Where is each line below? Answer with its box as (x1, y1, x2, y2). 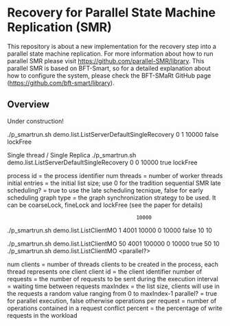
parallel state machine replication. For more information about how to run (7, 50, 214, 58)
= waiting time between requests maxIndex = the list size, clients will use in (7, 282, 220, 290)
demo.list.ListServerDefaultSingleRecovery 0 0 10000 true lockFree (7, 158, 198, 166)
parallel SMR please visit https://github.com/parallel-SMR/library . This (7, 56, 205, 65)
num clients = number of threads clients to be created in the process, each (7, 260, 218, 268)
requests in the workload (7, 311, 78, 319)
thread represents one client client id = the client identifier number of (7, 267, 203, 276)
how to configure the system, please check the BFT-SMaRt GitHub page (7, 71, 211, 80)
